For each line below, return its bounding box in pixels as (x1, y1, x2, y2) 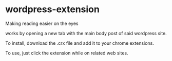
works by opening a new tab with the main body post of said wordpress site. (5, 30, 167, 36)
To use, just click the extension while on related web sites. (5, 50, 128, 56)
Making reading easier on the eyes (5, 20, 79, 26)
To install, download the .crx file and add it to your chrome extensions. (5, 40, 154, 46)
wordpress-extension (5, 4, 100, 15)
